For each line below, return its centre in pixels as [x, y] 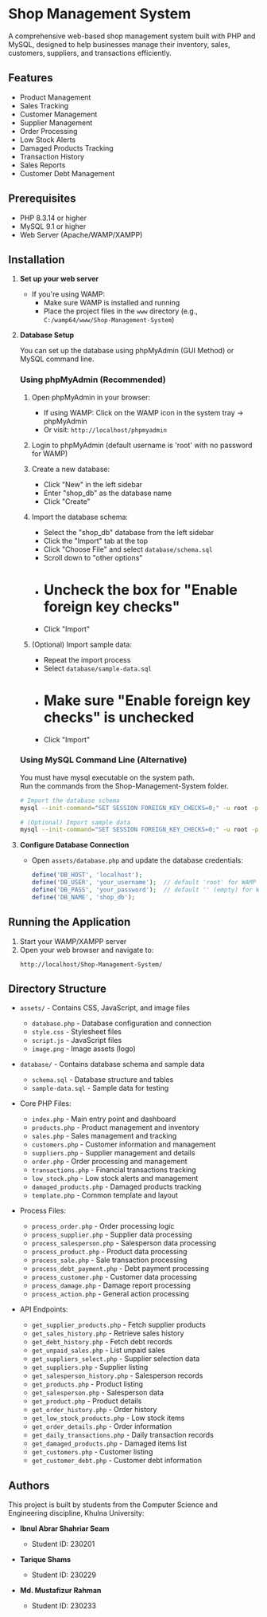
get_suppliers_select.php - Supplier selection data [116, 1359]
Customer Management [58, 114]
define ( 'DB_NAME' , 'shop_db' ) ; [83, 897]
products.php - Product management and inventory [116, 1127]
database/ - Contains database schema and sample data [112, 1064]
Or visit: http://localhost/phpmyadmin [105, 429]
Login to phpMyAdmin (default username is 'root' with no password [142, 445]
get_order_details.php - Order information [102, 1426]
